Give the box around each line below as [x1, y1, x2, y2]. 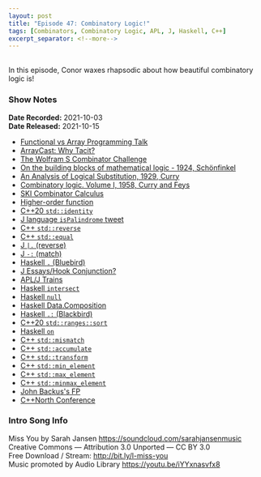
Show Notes [8, 94, 58, 105]
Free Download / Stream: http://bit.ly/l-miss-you [8, 450, 169, 460]
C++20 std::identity [19, 206, 93, 215]
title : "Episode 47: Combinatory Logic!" [8, 19, 151, 28]
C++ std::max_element [19, 369, 96, 379]
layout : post [8, 11, 53, 20]
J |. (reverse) [19, 240, 66, 249]
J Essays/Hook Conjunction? [19, 266, 117, 275]
